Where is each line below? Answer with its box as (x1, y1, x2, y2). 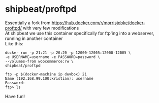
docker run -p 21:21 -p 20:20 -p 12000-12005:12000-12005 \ (5, 50, 131, 55)
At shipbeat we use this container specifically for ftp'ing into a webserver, (5, 30, 155, 36)
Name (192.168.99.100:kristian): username (5, 76, 94, 81)
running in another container (5, 35, 63, 41)
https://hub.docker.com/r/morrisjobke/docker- (51, 20, 146, 26)
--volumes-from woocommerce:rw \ (5, 59, 74, 64)
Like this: (5, 40, 24, 46)
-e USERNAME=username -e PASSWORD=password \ (5, 54, 100, 60)
